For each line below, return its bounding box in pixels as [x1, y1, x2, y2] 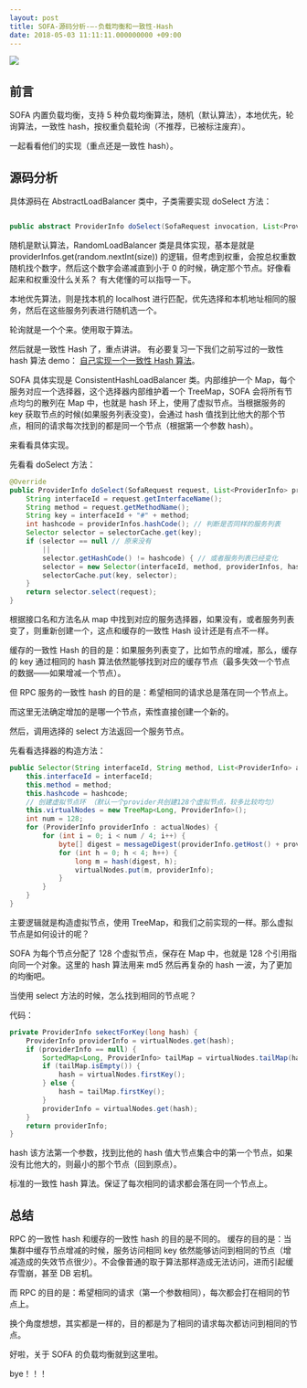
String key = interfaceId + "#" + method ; [26, 511, 190, 521]
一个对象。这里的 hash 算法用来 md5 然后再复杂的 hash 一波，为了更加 [25, 959, 292, 969]
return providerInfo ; [26, 1121, 108, 1130]
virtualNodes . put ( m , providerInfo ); [74, 865, 215, 874]
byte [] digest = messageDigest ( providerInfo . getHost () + [58, 840, 281, 849]
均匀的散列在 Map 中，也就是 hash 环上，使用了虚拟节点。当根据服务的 [16, 397, 286, 408]
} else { [42, 1079, 76, 1088]
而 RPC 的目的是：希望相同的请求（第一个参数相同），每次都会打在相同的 [9, 1287, 283, 1298]
